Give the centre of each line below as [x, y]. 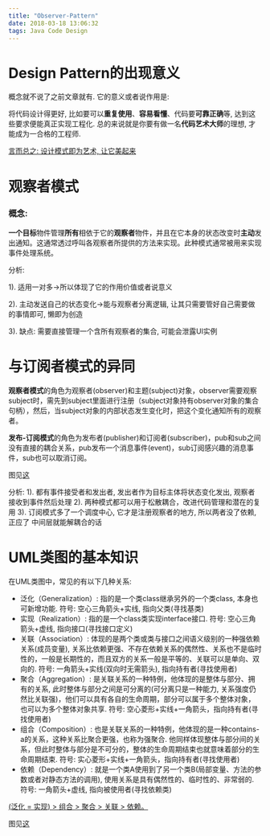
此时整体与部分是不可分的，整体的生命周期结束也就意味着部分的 [147, 749]
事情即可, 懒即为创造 [49, 313]
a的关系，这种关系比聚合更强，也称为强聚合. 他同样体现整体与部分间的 [137, 739]
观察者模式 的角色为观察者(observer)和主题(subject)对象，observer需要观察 [133, 390]
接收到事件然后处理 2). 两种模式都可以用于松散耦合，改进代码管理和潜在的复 [135, 502]
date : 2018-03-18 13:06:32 [53, 23]
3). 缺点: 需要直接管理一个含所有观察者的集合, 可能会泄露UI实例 [113, 331]
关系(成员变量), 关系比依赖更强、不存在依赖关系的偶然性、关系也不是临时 [141, 649]
